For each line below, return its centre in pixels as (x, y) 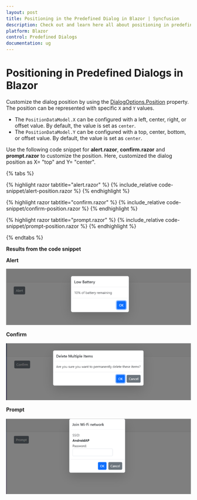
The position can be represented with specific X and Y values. (80, 108)
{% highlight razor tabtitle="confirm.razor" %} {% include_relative (86, 202)
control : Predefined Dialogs (42, 37)
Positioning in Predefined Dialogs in (95, 73)
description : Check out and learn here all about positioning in (87, 25)
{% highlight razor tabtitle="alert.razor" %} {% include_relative (82, 184)
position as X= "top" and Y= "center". (51, 162)
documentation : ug (28, 43)
